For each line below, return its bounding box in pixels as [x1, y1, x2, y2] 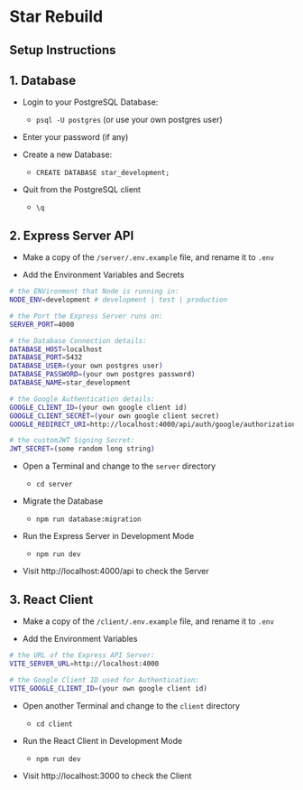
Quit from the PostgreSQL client [22, 184, 142, 195]
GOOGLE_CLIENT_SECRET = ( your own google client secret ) [9, 411, 220, 421]
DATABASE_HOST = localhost [9, 345, 103, 354]
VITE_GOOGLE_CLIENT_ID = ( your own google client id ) [9, 683, 207, 692]
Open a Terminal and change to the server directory [22, 460, 216, 471]
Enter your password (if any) [22, 132, 129, 143]
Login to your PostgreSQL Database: [22, 97, 159, 107]
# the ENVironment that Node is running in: [9, 287, 179, 296]
